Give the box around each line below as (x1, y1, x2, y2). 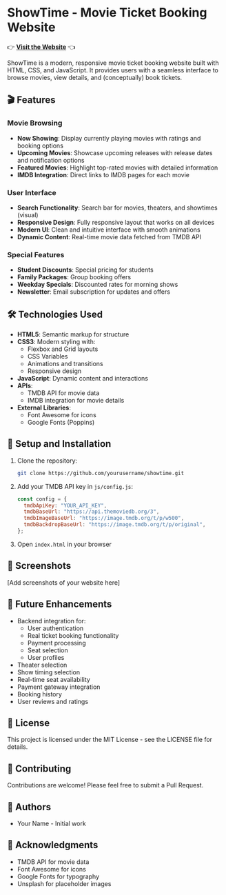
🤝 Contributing (7, 763, 72, 774)
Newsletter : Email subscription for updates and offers (17, 288, 171, 296)
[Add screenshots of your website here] (7, 578, 121, 587)
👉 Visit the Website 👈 (7, 43, 76, 51)
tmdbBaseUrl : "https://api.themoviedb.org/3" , (23, 508, 160, 515)
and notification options (17, 156, 85, 164)
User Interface (7, 188, 56, 197)
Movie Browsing (7, 119, 63, 128)
